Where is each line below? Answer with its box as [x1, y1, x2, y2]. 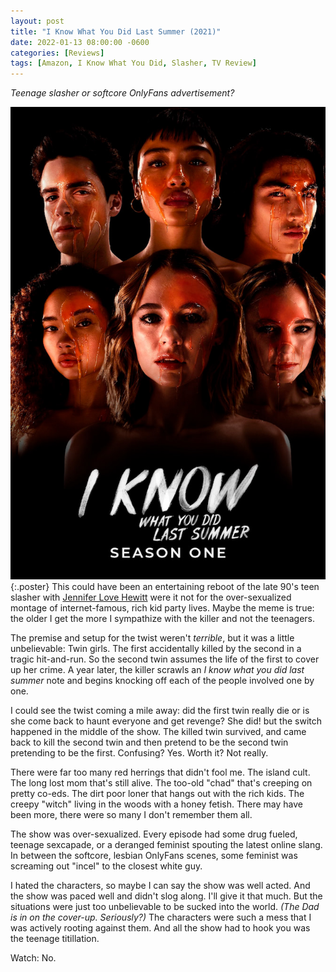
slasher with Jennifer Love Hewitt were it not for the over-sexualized [10, 591, 292, 603]
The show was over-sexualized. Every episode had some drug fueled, [10, 828, 298, 840]
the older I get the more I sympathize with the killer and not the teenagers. [10, 612, 316, 624]
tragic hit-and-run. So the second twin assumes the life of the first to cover [10, 653, 320, 665]
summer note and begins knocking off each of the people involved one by [10, 674, 315, 686]
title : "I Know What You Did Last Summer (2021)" [10, 26, 222, 37]
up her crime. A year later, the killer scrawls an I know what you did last [10, 663, 305, 675]
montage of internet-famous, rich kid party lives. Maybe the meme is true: [10, 601, 315, 614]
